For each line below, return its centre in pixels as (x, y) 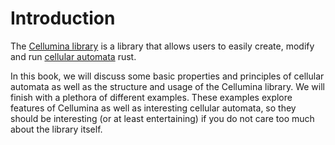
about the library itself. (56, 129)
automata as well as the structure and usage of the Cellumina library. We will (167, 86)
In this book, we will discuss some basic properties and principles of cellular (167, 76)
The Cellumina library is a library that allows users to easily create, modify (162, 46)
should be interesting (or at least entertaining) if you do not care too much (162, 118)
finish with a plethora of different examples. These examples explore (151, 97)
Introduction (63, 18)
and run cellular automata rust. (73, 56)
